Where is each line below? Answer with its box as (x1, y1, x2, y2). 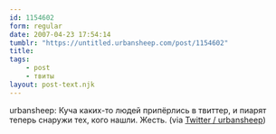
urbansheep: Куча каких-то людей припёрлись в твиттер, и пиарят (9, 104, 267, 115)
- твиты (25, 72, 54, 81)
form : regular (9, 22, 63, 31)
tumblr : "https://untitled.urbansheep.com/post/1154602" (9, 38, 229, 48)
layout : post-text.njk (9, 80, 95, 89)
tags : (9, 55, 30, 64)
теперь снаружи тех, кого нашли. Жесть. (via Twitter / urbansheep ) (9, 114, 267, 125)
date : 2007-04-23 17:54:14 (9, 30, 111, 39)
